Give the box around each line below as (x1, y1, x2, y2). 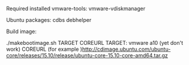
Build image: (6, 28, 37, 35)
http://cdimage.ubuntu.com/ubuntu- (82, 45, 171, 53)
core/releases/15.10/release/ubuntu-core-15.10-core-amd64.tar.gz (6, 52, 168, 58)
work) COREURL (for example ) (6, 45, 82, 53)
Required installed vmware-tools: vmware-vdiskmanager (6, 5, 146, 12)
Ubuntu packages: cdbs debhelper (6, 17, 92, 23)
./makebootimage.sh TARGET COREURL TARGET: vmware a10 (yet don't (6, 40, 184, 46)
